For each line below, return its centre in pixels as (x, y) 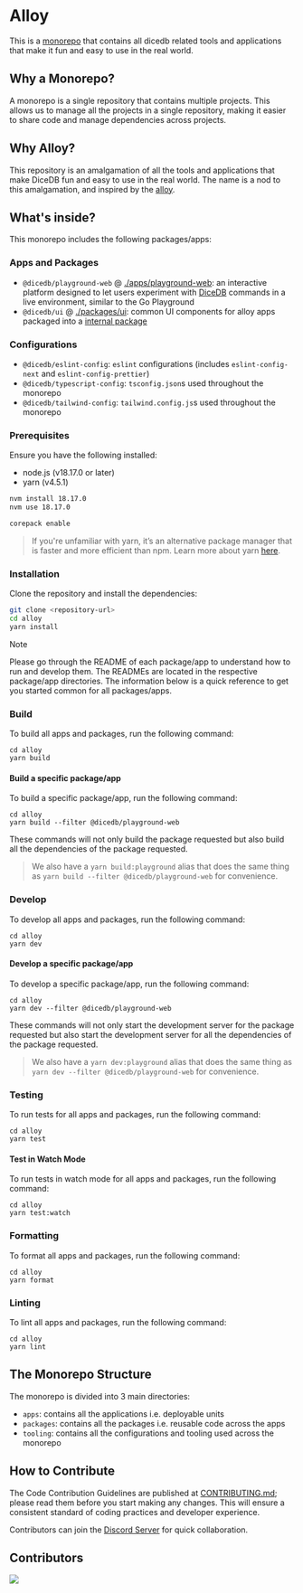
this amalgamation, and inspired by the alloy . (92, 189)
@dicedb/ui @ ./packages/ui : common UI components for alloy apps (149, 311)
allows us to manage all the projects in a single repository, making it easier (148, 110)
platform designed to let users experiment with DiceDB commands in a (154, 292)
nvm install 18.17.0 (48, 499)
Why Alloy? (43, 149)
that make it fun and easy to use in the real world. (102, 50)
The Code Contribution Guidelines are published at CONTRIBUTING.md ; (143, 1493)
